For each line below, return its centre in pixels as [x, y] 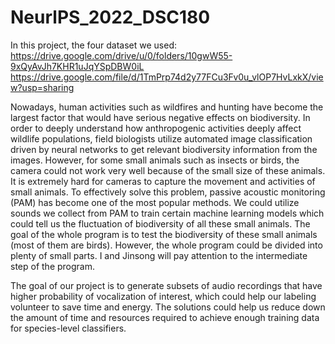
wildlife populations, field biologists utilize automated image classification [161, 138]
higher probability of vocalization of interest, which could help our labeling [163, 296]
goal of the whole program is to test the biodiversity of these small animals [164, 234]
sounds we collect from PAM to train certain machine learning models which [167, 213]
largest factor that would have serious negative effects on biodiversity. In [160, 117]
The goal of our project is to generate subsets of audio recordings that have [166, 285]
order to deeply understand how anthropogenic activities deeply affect [156, 128]
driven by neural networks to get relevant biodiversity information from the [164, 149]
